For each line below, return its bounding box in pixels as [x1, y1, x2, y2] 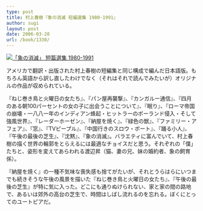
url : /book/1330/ [6, 37, 50, 43]
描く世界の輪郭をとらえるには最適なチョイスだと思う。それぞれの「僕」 [16, 140, 196, 147]
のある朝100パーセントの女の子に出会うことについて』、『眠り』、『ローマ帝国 [6, 102, 195, 109]
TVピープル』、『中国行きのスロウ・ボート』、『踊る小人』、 [48, 125, 190, 132]
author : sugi [6, 20, 39, 26]
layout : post [6, 25, 39, 32]
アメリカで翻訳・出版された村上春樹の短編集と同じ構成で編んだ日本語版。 [6, 67, 192, 74]
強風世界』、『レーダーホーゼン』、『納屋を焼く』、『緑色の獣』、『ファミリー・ [6, 118, 192, 124]
